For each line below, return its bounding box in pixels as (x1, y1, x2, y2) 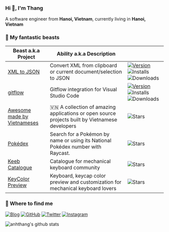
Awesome (8, 106, 31, 113)
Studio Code (49, 92, 79, 99)
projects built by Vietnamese (49, 116, 117, 123)
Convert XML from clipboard (49, 62, 117, 69)
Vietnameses (8, 119, 39, 126)
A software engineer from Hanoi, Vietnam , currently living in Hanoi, (5, 16, 146, 22)
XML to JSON (8, 68, 40, 75)
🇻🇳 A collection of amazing (49, 103, 116, 110)
